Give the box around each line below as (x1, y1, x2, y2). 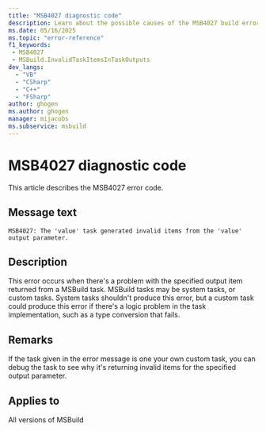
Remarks (8, 333, 54, 346)
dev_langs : (8, 63, 44, 71)
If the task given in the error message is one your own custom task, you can (8, 354, 256, 364)
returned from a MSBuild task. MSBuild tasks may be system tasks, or (8, 285, 236, 294)
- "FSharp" (15, 93, 51, 101)
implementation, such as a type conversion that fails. (8, 310, 180, 320)
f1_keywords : (8, 41, 51, 49)
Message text (8, 206, 78, 219)
